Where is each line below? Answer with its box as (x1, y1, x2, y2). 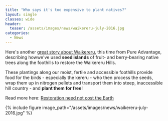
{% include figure (5, 104, 42, 110)
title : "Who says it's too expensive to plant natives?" (5, 7, 127, 12)
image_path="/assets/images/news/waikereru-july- (42, 104, 148, 110)
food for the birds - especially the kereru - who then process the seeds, (5, 74, 153, 80)
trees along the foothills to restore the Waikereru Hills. (5, 59, 116, 65)
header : (5, 21, 22, 26)
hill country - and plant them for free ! (5, 85, 83, 91)
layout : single (5, 12, 37, 17)
